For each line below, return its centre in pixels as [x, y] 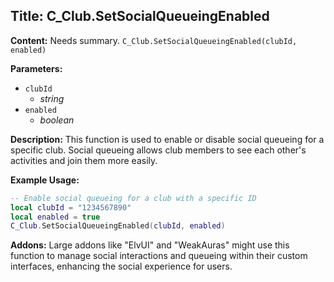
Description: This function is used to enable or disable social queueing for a [167, 139]
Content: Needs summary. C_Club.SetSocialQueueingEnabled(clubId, [154, 40]
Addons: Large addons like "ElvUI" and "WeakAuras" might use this [150, 245]
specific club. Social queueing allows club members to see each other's [158, 150]
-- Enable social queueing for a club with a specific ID [133, 198]
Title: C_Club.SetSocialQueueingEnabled [140, 16]
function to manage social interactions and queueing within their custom [159, 256]
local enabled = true [55, 217]
